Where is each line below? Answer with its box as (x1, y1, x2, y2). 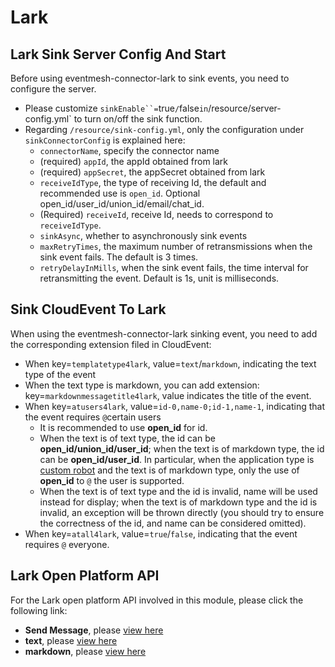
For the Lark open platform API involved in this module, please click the (10, 594, 304, 606)
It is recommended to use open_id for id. (39, 421, 208, 433)
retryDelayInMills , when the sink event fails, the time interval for (39, 262, 309, 273)
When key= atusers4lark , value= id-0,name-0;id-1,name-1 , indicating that (24, 400, 326, 412)
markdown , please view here (24, 645, 147, 657)
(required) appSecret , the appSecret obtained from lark (39, 166, 266, 178)
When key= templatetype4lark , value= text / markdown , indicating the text (24, 357, 317, 370)
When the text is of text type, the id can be (39, 432, 216, 444)
